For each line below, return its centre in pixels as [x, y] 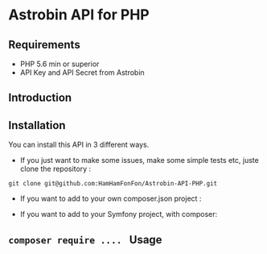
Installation [37, 125]
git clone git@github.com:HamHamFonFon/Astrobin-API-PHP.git [113, 184]
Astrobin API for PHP [79, 15]
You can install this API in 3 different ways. [79, 145]
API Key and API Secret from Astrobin [82, 73]
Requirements [44, 45]
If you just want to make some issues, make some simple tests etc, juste [139, 160]
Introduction [40, 98]
